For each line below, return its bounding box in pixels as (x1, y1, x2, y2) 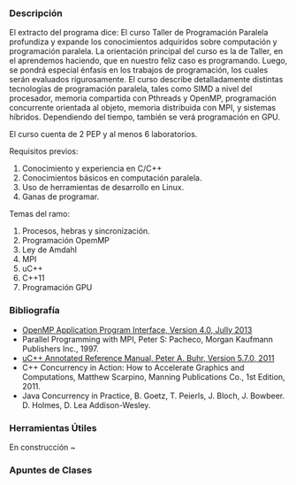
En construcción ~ (9, 442, 77, 452)
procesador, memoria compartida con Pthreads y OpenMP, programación (9, 93, 277, 104)
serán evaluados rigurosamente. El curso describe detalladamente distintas (9, 74, 284, 85)
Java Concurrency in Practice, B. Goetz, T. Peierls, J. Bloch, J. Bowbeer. (21, 390, 285, 401)
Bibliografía (9, 304, 60, 317)
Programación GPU (21, 282, 93, 293)
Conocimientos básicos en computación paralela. (21, 173, 202, 183)
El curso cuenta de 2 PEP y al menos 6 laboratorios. (9, 129, 198, 140)
